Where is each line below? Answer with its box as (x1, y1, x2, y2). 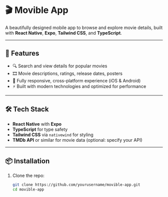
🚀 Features (5, 49, 39, 58)
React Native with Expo (12, 121, 61, 127)
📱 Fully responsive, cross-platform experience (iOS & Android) (12, 77, 141, 83)
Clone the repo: (12, 172, 45, 179)
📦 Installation (5, 157, 50, 165)
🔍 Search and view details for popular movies (12, 63, 107, 69)
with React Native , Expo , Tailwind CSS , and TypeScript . (5, 30, 122, 36)
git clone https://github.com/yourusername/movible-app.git (12, 182, 140, 187)
